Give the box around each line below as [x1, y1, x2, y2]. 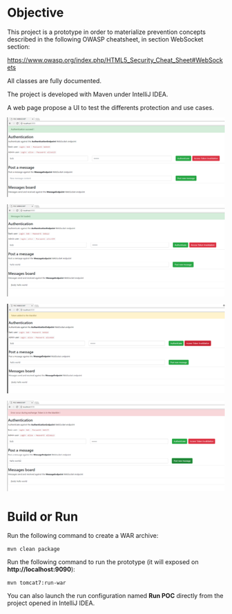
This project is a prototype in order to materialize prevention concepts [7, 28, 206, 36]
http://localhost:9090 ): [7, 566, 76, 574]
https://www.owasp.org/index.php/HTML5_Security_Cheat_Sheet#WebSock [7, 55, 223, 64]
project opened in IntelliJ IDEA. [7, 599, 95, 607]
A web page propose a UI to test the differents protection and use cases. [7, 103, 214, 111]
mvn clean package [7, 545, 60, 553]
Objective [7, 5, 64, 21]
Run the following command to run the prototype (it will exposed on [7, 558, 199, 566]
